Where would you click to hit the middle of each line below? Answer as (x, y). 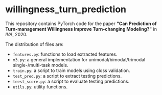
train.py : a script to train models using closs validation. (71, 70)
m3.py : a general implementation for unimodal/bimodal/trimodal (79, 59)
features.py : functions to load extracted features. (65, 54)
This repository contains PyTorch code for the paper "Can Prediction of (81, 23)
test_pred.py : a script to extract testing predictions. (67, 76)
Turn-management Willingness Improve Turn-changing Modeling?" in (81, 29)
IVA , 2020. (16, 34)
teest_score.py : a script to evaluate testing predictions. (71, 81)
